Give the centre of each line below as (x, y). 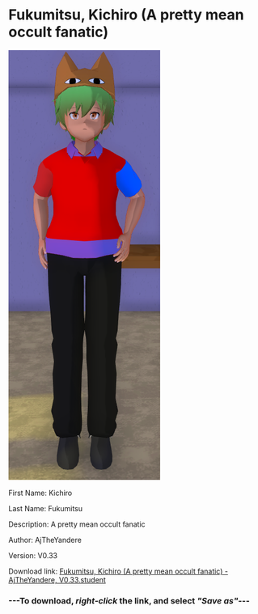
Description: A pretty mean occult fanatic (77, 524)
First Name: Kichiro (40, 493)
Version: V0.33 (33, 555)
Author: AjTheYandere (45, 540)
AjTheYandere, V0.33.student (57, 579)
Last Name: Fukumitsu (46, 508)
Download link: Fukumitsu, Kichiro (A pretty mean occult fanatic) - (118, 571)
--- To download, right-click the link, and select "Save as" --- (129, 600)
